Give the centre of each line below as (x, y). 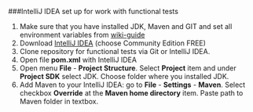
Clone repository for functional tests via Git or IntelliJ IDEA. (115, 51)
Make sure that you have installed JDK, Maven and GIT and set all (126, 26)
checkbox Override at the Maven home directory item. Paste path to (131, 93)
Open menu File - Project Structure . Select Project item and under (128, 68)
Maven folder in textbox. (59, 101)
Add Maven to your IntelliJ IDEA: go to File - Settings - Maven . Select (132, 85)
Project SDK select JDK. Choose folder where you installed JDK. (124, 76)
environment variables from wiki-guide (82, 35)
